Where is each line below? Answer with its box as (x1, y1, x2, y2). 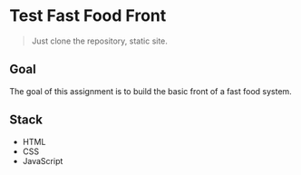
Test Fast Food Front (9, 5, 167, 26)
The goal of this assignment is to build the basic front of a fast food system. (9, 85, 292, 96)
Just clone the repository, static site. (31, 35, 168, 46)
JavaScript (22, 155, 63, 166)
